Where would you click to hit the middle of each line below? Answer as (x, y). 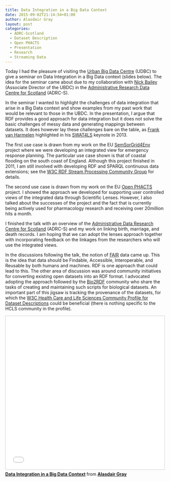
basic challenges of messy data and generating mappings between (75, 124)
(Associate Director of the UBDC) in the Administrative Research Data (77, 88)
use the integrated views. (32, 245)
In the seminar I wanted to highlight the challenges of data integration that (82, 103)
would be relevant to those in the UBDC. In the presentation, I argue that (80, 113)
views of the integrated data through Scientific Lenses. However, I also (79, 197)
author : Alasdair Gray (29, 19)
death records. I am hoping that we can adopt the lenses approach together (84, 234)
